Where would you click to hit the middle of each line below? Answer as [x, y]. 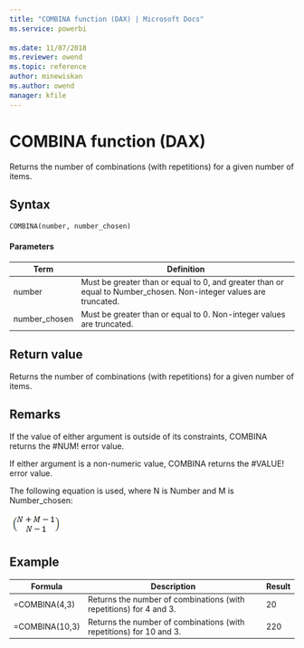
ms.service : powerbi [48, 29]
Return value [46, 354]
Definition [186, 269]
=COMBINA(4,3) [44, 604]
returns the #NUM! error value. [67, 446]
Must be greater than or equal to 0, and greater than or [182, 282]
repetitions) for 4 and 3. [132, 609]
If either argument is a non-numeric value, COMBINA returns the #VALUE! [147, 463]
